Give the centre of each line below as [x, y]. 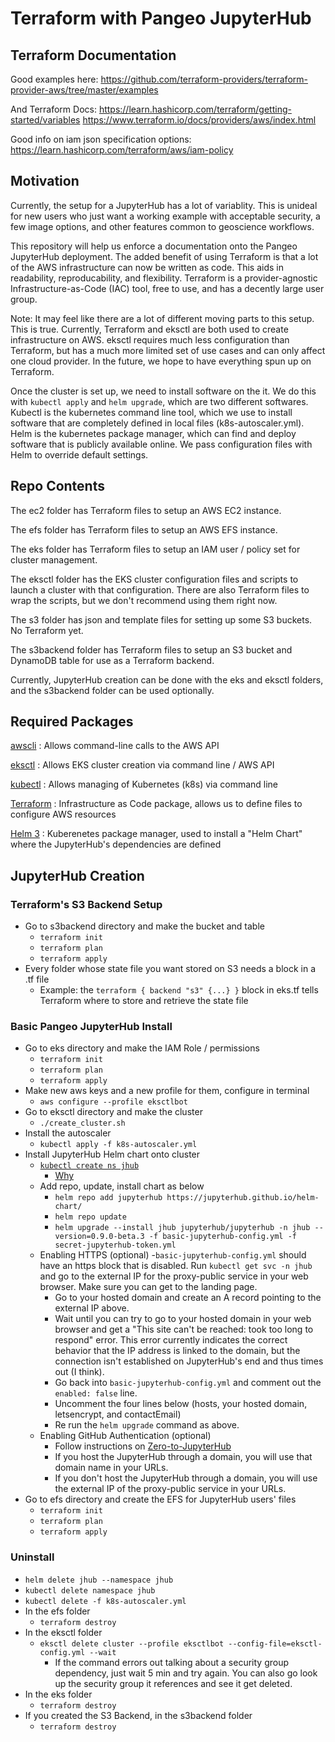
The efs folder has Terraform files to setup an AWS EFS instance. [144, 529]
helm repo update [90, 1217]
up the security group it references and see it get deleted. [173, 1683]
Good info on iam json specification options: [101, 139]
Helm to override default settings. [79, 454]
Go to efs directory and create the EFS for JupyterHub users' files [160, 1499]
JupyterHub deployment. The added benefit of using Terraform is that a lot [164, 256]
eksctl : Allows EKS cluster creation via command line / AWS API [142, 765]
